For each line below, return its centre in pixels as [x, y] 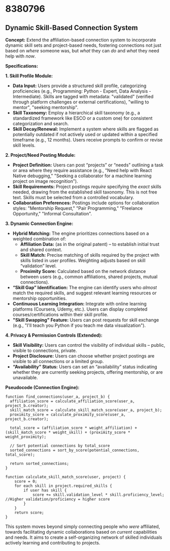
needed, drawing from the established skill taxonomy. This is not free [85, 192]
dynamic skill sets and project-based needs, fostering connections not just [83, 45]
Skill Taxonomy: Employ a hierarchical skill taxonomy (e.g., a [76, 113]
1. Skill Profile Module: [29, 76]
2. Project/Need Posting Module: [40, 155]
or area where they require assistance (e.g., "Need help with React [82, 170]
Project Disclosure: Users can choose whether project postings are [83, 356]
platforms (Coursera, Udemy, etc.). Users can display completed [80, 309]
